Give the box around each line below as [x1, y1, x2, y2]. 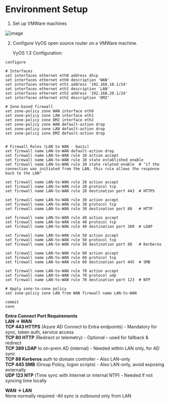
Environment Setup [5, 4, 88, 15]
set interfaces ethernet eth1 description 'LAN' [5, 86, 110, 91]
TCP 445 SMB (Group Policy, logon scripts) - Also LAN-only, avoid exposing [5, 361, 164, 367]
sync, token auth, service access [5, 329, 74, 335]
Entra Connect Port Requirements [5, 313, 77, 319]
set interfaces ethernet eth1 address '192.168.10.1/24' [5, 82, 128, 87]
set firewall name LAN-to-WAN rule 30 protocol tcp [5, 201, 116, 207]
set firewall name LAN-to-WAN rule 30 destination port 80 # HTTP [5, 206, 153, 211]
